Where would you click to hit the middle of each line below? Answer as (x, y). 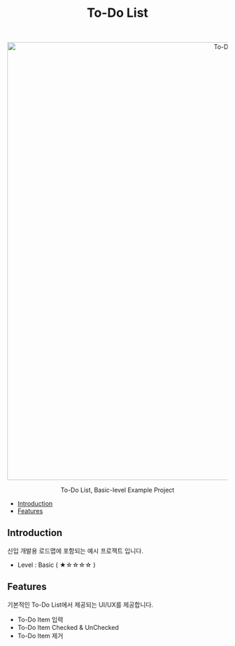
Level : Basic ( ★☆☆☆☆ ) (56, 565)
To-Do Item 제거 (40, 635)
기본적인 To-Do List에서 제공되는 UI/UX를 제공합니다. (80, 605)
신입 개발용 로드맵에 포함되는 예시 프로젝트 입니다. (76, 551)
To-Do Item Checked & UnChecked (68, 627)
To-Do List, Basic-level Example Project (117, 490)
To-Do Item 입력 (40, 619)
